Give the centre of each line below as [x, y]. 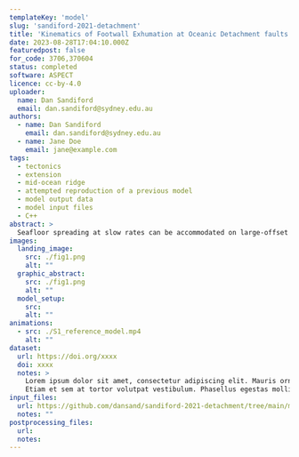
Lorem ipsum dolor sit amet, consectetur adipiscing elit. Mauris [151, 381]
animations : [31, 324]
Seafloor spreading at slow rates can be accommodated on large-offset [153, 232]
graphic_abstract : [52, 274]
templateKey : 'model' [49, 17]
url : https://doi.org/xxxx [67, 357]
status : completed [43, 68]
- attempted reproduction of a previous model [105, 191]
